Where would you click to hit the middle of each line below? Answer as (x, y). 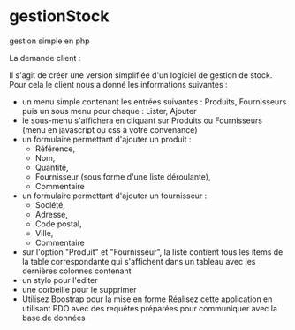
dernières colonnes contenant (76, 271)
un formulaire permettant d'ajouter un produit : (106, 139)
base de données (53, 318)
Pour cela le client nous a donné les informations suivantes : (118, 84)
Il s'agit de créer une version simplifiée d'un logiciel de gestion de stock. (141, 75)
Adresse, (51, 214)
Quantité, (52, 167)
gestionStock (59, 16)
